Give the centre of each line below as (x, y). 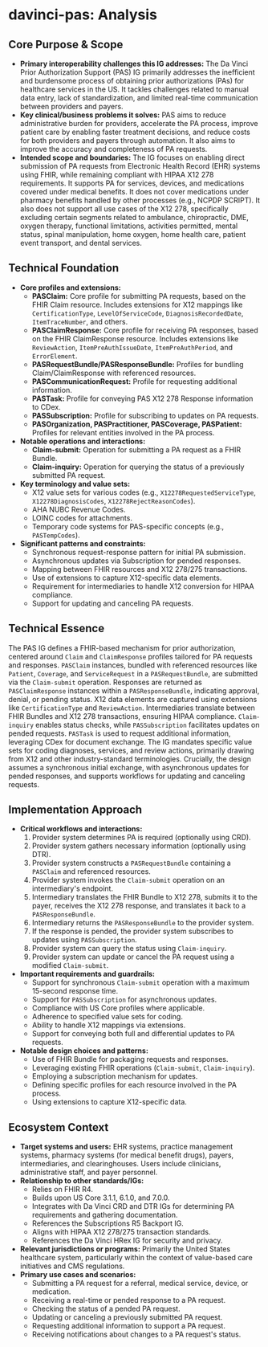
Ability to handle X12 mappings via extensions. (109, 1025)
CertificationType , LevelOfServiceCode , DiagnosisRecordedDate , (138, 313)
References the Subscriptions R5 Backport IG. (108, 1223)
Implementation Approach (75, 810)
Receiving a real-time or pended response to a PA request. (129, 1300)
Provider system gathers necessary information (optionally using (139, 846)
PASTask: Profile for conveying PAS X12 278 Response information (142, 398)
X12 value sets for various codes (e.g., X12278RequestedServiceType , (144, 492)
